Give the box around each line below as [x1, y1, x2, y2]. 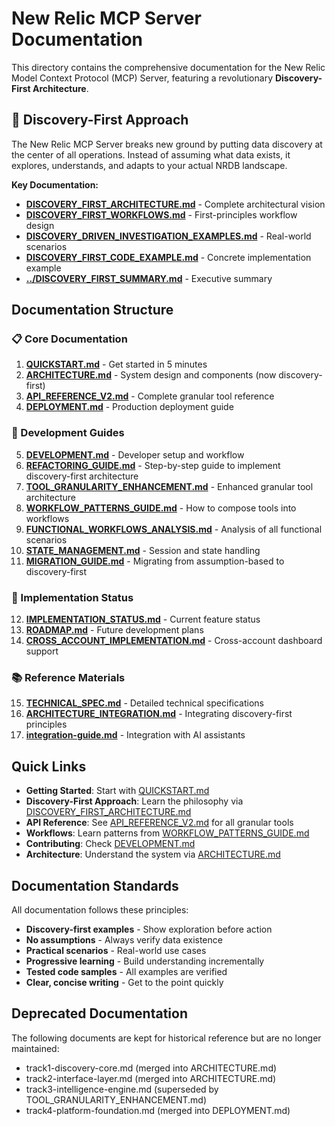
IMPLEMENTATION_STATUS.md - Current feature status [25, 613, 261, 626]
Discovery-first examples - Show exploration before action [25, 923, 273, 935]
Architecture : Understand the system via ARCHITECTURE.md [25, 848, 281, 861]
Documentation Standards [11, 877, 179, 894]
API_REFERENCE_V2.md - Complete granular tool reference [25, 390, 275, 402]
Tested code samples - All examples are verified [25, 965, 228, 977]
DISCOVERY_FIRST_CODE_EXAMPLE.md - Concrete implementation [25, 251, 312, 263]
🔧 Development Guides [11, 426, 125, 440]
